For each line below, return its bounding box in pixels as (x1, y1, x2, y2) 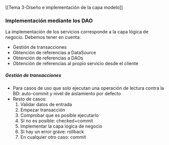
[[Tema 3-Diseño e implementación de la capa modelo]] (5, 5, 123, 10)
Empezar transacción (20, 107, 65, 113)
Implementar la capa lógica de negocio (20, 123, 103, 130)
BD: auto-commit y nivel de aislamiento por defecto (12, 91, 121, 97)
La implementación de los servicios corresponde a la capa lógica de (5, 29, 149, 35)
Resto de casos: (12, 96, 47, 102)
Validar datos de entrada (20, 101, 73, 108)
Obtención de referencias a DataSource (12, 50, 96, 56)
